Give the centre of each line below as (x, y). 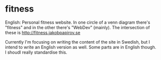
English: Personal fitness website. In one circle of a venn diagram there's (78, 22)
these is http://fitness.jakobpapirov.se (43, 32)
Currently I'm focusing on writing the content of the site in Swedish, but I (78, 42)
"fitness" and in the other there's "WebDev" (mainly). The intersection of (78, 27)
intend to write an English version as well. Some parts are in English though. (81, 47)
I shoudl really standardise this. (36, 52)
